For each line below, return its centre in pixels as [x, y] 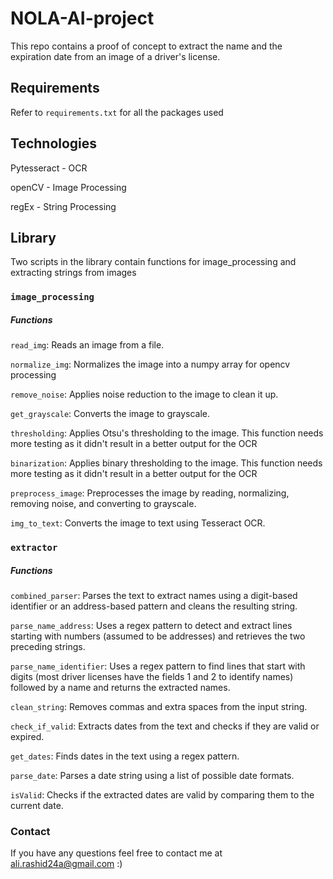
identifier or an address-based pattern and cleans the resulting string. [154, 606]
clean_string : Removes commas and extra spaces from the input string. [159, 707]
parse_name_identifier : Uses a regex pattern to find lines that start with [158, 666]
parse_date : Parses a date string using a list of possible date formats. [152, 776]
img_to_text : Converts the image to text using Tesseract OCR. [138, 523]
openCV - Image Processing [68, 187]
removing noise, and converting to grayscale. [103, 504]
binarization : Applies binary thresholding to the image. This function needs [166, 463]
